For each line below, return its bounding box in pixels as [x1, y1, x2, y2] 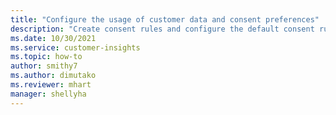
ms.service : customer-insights [10, 42, 141, 53]
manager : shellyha [10, 89, 87, 99]
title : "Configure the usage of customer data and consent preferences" [10, 14, 320, 25]
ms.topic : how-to [10, 52, 83, 62]
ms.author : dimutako [10, 71, 97, 81]
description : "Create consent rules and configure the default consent [10, 24, 315, 34]
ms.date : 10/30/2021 [10, 33, 97, 43]
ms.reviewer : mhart [10, 80, 92, 90]
